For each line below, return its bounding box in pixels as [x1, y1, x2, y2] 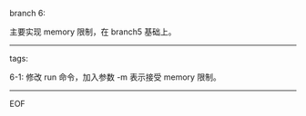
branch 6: [9, 8, 46, 18]
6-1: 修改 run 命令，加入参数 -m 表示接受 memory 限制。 [9, 72, 221, 82]
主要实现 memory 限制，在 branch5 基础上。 [9, 26, 177, 37]
